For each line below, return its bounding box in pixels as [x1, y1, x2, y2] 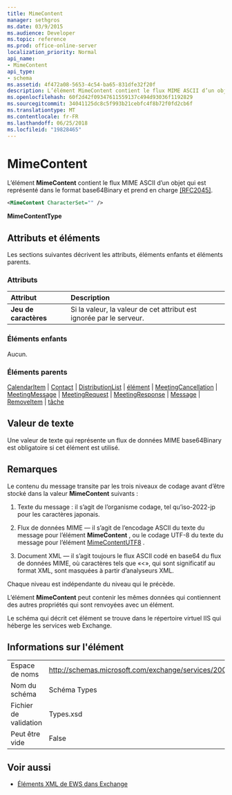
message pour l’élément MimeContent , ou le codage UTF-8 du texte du [17, 530, 224, 539]
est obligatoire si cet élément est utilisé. [7, 443, 120, 452]
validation [10, 718, 43, 728]
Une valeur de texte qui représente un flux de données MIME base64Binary [7, 436, 222, 444]
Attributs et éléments [7, 232, 101, 244]
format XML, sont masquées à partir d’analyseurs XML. [17, 566, 175, 575]
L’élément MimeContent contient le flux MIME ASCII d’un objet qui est [7, 179, 206, 187]
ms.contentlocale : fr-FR [7, 113, 79, 120]
